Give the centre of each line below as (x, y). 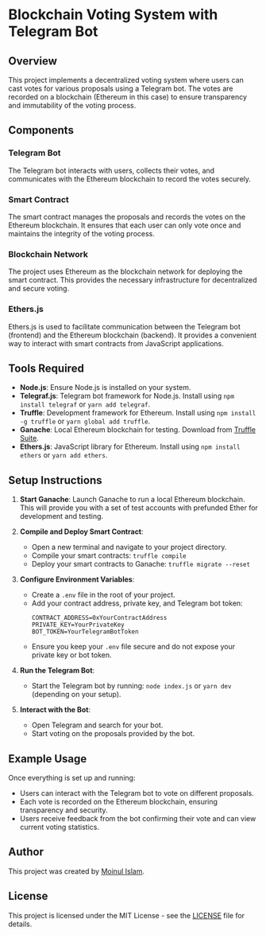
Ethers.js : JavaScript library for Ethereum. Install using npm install (130, 446)
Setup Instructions (55, 480)
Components (41, 130)
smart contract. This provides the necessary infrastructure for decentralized (133, 280)
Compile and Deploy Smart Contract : (82, 532)
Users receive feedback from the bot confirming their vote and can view (138, 819)
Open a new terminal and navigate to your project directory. (129, 547)
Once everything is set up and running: (72, 778)
